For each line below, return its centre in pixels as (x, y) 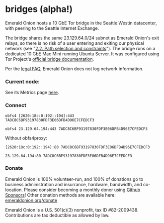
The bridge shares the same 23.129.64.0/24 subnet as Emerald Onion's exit (82, 38)
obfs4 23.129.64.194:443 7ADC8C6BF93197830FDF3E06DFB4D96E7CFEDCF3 (77, 129)
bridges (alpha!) (39, 9)
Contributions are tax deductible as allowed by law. (57, 215)
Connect (16, 106)
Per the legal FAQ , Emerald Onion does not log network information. (74, 69)
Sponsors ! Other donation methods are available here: (60, 195)
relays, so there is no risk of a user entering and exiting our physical (75, 43)
